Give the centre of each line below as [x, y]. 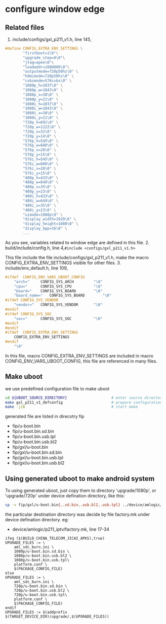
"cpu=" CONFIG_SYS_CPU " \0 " [58, 286]
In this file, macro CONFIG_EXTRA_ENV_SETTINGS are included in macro [79, 355]
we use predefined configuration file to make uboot [57, 389]
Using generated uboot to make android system [80, 478]
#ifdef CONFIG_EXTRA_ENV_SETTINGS [42, 333]
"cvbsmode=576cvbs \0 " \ [47, 81]
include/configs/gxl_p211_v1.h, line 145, [52, 39]
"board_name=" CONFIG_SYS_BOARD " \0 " [63, 296]
